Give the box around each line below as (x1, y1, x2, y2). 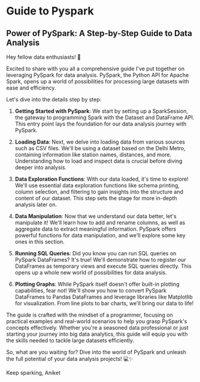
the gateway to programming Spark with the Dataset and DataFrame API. (14, 114, 195, 121)
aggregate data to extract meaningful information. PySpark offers (14, 225, 177, 232)
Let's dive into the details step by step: (6, 96, 102, 103)
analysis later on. (14, 201, 57, 208)
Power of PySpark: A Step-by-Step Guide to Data (6, 28, 193, 38)
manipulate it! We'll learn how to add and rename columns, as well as (14, 219, 186, 226)
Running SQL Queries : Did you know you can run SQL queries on (14, 250, 177, 256)
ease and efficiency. (6, 84, 56, 91)
